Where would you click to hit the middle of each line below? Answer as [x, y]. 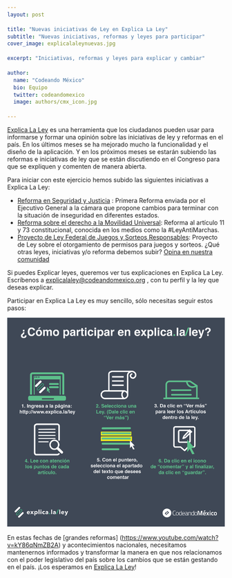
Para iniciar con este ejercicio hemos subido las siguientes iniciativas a [108, 180]
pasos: [17, 308]
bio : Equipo [31, 87]
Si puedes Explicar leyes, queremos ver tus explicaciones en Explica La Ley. [115, 272]
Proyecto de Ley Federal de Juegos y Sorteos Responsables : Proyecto [117, 237]
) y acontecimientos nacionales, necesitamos [123, 545]
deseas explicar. [30, 287]
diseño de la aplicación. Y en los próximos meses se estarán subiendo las [112, 152]
